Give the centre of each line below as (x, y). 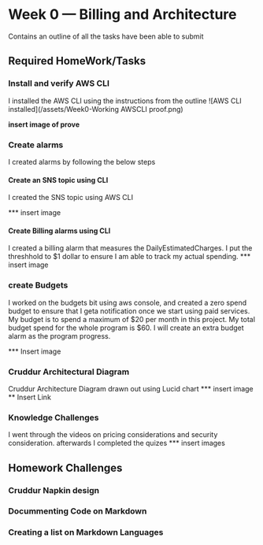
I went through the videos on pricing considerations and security (113, 435)
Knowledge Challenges (54, 417)
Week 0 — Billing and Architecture (122, 15)
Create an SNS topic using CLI (58, 180)
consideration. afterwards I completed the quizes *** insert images (117, 443)
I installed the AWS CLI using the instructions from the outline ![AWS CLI (125, 101)
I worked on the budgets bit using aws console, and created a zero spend (128, 302)
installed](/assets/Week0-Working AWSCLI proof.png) (96, 109)
